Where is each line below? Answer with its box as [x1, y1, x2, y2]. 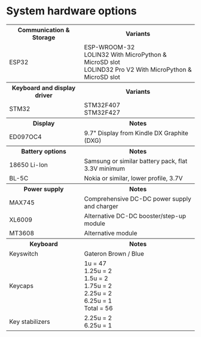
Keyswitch [9, 249, 39, 258]
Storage [32, 33, 56, 41]
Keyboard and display [11, 84, 76, 92]
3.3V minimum [84, 164, 126, 173]
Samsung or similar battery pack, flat [84, 157, 187, 165]
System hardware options [6, 4, 137, 18]
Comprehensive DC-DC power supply [84, 194, 191, 203]
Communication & [17, 26, 70, 34]
